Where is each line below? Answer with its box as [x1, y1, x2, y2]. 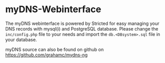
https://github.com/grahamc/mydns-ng [5, 52, 88, 58]
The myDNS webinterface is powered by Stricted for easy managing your [5, 20, 159, 26]
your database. [5, 37, 37, 43]
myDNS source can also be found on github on [5, 46, 104, 52]
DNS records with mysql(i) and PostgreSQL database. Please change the [5, 25, 158, 31]
